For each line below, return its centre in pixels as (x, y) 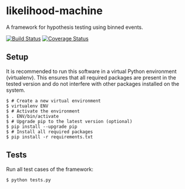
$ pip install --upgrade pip (42, 127)
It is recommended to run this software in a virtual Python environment (91, 71)
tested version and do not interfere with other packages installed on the (93, 84)
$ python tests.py (28, 180)
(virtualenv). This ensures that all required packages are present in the (91, 77)
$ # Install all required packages (50, 132)
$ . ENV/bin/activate (33, 116)
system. (16, 90)
